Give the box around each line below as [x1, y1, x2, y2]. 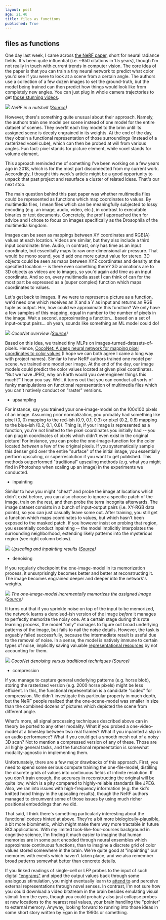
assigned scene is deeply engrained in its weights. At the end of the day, [5, 130, 153, 136]
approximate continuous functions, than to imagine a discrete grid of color [5, 842, 157, 848]
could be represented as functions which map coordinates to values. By [5, 196, 152, 202]
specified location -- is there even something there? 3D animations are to [5, 264, 154, 270]
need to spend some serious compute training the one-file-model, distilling [5, 764, 158, 770]
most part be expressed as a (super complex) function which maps [5, 280, 142, 285]
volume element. [5, 151, 40, 157]
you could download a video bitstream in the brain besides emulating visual [5, 888, 159, 894]
